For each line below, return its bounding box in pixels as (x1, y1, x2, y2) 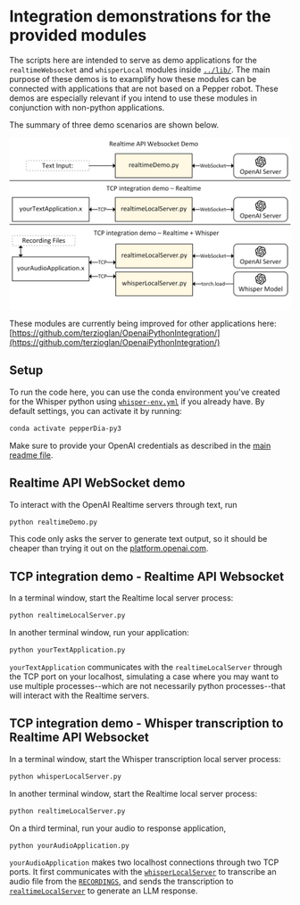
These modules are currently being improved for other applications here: (9, 319, 277, 329)
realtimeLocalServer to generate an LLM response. (9, 885, 198, 896)
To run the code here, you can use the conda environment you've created (9, 386, 280, 397)
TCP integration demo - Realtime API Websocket (9, 569, 284, 584)
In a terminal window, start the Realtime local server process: (9, 593, 234, 603)
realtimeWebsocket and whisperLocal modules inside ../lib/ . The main (9, 64, 271, 75)
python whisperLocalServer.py (9, 772, 122, 781)
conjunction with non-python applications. (9, 102, 165, 112)
